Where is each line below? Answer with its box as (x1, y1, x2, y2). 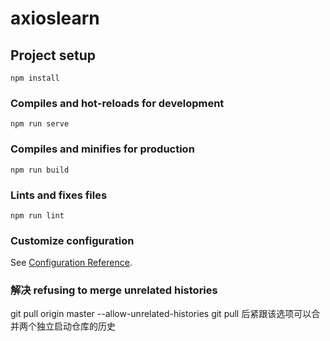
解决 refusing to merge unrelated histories (10, 283, 218, 297)
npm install (10, 73, 60, 83)
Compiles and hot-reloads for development (10, 96, 225, 110)
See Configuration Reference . (10, 257, 133, 269)
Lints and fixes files (10, 188, 108, 202)
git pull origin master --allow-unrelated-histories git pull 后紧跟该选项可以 (10, 308, 312, 320)
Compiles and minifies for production (10, 142, 195, 156)
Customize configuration (10, 233, 135, 247)
